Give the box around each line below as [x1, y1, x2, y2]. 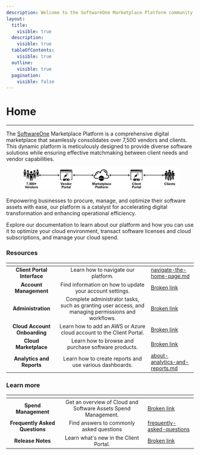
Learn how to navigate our [70, 266, 135, 274]
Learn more [6, 381, 40, 390]
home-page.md [151, 272, 190, 280]
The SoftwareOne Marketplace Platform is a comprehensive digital [6, 130, 170, 137]
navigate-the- [151, 266, 187, 274]
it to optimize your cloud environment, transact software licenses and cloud [6, 228, 192, 235]
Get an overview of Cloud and [65, 398, 139, 406]
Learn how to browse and [71, 337, 134, 344]
